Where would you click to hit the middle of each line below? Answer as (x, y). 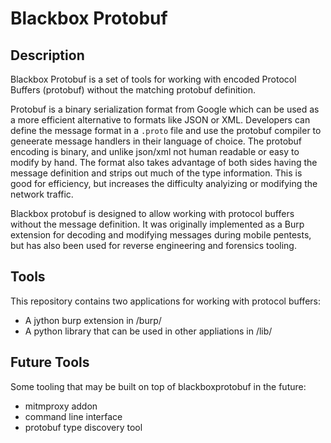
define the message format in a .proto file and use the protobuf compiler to (166, 130)
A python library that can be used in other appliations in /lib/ (148, 331)
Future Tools (50, 362)
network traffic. (42, 194)
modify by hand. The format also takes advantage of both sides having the (164, 162)
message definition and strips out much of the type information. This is (156, 173)
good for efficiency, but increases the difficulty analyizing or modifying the (164, 183)
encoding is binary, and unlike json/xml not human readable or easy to (155, 151)
